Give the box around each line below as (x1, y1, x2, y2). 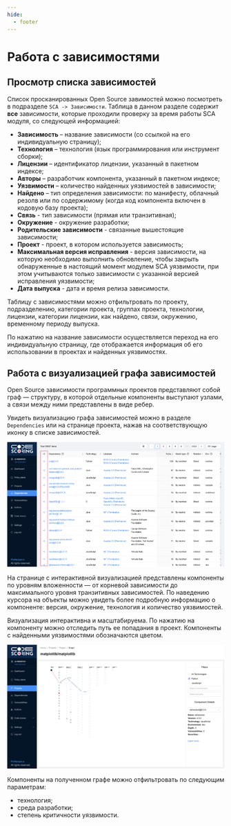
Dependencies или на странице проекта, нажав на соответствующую (7, 421, 208, 429)
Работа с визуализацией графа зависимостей (7, 367, 216, 379)
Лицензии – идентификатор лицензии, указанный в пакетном (17, 159, 199, 168)
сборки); (17, 152, 43, 160)
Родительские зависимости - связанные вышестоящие (17, 225, 184, 234)
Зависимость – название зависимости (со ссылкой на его (17, 130, 191, 138)
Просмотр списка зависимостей (7, 77, 157, 88)
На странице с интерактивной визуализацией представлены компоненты (7, 573, 224, 582)
